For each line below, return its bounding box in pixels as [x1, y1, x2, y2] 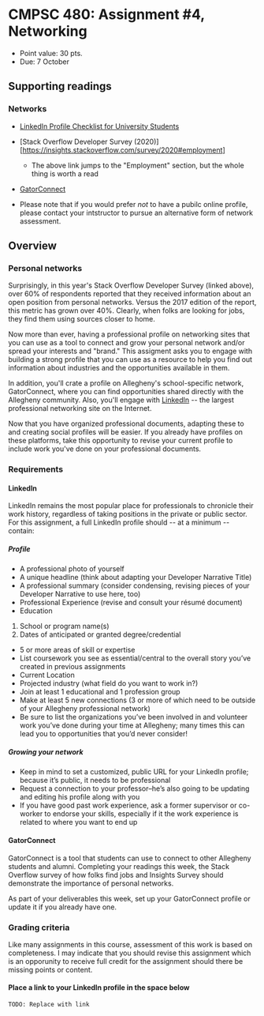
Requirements [8, 464, 64, 475]
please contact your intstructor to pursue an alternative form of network [19, 208, 254, 217]
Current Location [19, 670, 75, 680]
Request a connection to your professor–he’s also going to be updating [19, 784, 250, 793]
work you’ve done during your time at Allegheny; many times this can [19, 721, 245, 730]
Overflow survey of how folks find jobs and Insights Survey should [8, 870, 224, 879]
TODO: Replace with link [8, 1001, 90, 1009]
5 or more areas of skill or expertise [19, 645, 136, 655]
